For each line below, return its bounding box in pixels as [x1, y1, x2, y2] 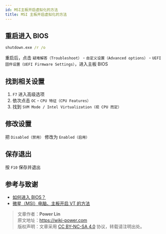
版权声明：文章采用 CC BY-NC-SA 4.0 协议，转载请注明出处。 [17, 224, 145, 230]
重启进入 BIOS [5, 31, 49, 40]
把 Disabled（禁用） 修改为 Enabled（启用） [5, 134, 90, 140]
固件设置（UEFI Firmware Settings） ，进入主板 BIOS [5, 61, 108, 67]
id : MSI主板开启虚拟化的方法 [5, 7, 58, 12]
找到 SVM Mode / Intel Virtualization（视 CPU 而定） [12, 104, 122, 110]
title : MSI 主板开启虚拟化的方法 [5, 12, 67, 17]
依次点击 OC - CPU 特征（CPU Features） [12, 98, 91, 103]
